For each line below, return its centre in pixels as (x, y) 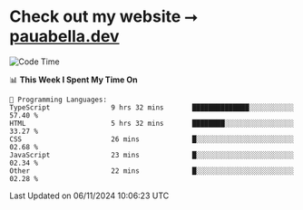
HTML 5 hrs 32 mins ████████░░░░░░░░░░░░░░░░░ (152, 123)
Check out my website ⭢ (103, 17)
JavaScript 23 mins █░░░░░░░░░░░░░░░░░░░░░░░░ (152, 155)
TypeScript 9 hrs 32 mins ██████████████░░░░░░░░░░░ (152, 107)
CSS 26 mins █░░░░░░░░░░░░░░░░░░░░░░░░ (152, 139)
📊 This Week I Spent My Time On (73, 80)
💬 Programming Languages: (58, 100)
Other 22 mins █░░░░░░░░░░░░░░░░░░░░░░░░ (152, 171)
